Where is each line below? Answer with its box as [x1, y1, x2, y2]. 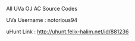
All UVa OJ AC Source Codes [6, 5, 78, 12]
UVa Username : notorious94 [6, 17, 78, 23]
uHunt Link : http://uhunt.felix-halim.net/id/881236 [6, 28, 129, 35]
